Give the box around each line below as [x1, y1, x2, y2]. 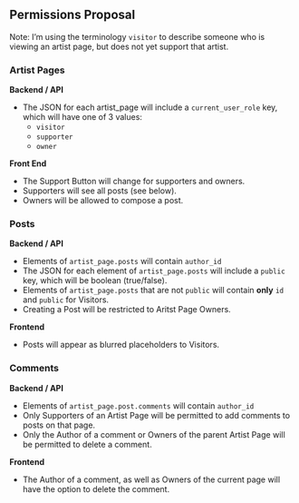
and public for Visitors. [22, 294, 110, 305]
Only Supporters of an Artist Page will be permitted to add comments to [22, 409, 291, 420]
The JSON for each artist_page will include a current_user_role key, [22, 102, 278, 113]
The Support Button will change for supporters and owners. [22, 176, 246, 187]
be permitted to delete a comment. [22, 439, 152, 449]
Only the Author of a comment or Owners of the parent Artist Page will [22, 429, 285, 439]
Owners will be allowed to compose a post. [22, 195, 184, 206]
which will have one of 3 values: [22, 112, 143, 123]
